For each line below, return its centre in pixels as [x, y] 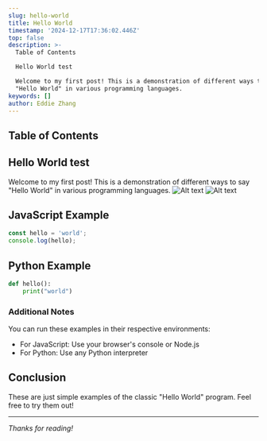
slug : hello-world [39, 15]
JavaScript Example [59, 215]
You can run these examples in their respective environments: [109, 329]
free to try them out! [41, 405]
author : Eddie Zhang [43, 103]
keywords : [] [30, 96]
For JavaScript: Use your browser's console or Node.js [110, 344]
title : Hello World [41, 23]
